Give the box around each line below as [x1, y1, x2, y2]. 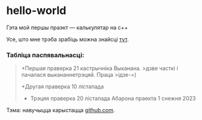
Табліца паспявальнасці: [6, 51, 85, 59]
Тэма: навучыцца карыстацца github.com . [6, 107, 115, 114]
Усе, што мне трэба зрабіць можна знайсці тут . [6, 35, 129, 43]
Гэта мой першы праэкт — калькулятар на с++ [6, 24, 128, 31]
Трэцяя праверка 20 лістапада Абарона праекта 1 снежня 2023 [30, 95, 196, 102]
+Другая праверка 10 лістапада [21, 83, 105, 90]
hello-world [6, 4, 67, 18]
